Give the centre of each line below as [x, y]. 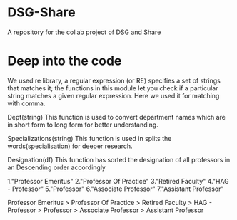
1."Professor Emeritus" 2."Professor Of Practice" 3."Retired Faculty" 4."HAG [118, 181]
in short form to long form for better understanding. [83, 125]
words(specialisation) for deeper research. [70, 146]
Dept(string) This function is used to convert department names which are [117, 117]
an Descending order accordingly [56, 167]
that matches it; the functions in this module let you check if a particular [113, 88]
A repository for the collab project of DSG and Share [84, 32]
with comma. [26, 103]
